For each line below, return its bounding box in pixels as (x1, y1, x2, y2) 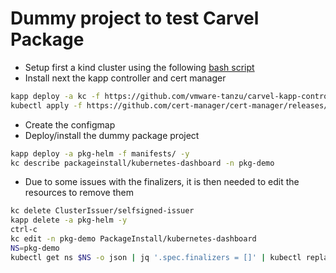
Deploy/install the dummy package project (24, 129, 200, 141)
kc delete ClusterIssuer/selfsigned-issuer (10, 206, 195, 216)
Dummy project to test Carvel (10, 7, 260, 30)
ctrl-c (10, 225, 38, 235)
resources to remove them (24, 187, 134, 199)
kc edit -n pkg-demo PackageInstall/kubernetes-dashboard (10, 234, 257, 244)
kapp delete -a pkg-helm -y (10, 215, 128, 226)
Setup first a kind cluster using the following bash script (24, 61, 255, 73)
